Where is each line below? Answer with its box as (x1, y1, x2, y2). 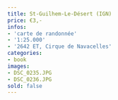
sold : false (7, 82, 42, 89)
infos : (7, 23, 27, 30)
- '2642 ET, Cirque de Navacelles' (7, 43, 112, 50)
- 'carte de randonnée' (7, 30, 78, 37)
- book (7, 56, 27, 63)
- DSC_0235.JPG (7, 69, 52, 76)
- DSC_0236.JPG (7, 75, 52, 83)
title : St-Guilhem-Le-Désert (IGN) (7, 10, 112, 18)
